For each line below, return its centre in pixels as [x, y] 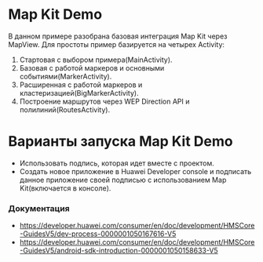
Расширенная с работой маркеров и [81, 85]
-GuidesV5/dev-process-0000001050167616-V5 [98, 234]
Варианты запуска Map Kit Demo [121, 142]
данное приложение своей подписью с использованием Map [123, 180]
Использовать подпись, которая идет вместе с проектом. [117, 163]
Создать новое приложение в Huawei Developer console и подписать [135, 171]
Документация [39, 208]
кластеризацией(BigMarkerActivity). [79, 93]
